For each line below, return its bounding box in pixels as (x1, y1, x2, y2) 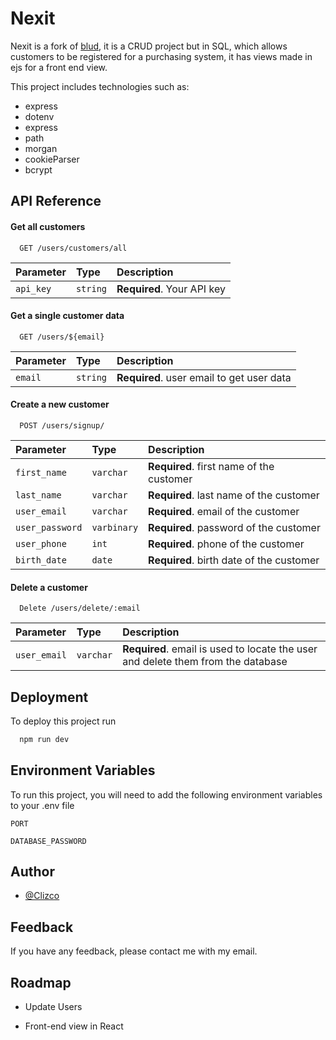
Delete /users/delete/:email (19, 603, 141, 614)
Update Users (24, 1001, 83, 1013)
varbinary (91, 522, 139, 533)
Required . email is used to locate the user (122, 642, 318, 656)
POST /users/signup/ (19, 420, 105, 431)
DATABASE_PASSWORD (10, 836, 87, 846)
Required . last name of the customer (148, 488, 320, 502)
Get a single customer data (10, 310, 125, 322)
